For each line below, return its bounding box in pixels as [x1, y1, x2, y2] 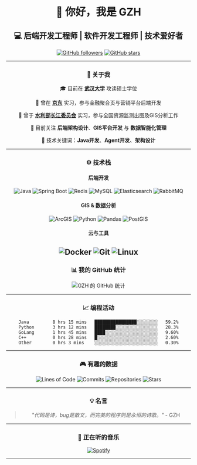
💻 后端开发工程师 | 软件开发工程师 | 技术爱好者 [13, 31, 184, 41]
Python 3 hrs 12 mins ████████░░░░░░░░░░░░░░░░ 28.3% [18, 324, 179, 330]
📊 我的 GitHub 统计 [71, 265, 126, 274]
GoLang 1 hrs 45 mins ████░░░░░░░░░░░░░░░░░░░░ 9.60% [18, 330, 179, 336]
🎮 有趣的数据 [79, 360, 118, 368]
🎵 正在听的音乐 [77, 433, 120, 441]
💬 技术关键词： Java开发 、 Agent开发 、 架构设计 [41, 137, 156, 144]
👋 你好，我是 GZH [55, 5, 142, 19]
